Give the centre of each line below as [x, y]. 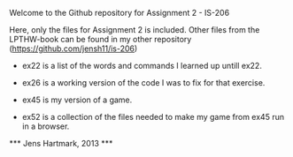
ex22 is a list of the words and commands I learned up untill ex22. [142, 66]
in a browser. [46, 126]
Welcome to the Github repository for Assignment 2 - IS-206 [120, 13]
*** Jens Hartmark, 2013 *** [61, 143]
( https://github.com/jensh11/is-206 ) [73, 49]
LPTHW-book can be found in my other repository [100, 39]
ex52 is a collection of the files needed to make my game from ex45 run [153, 117]
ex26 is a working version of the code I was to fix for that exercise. [143, 82]
